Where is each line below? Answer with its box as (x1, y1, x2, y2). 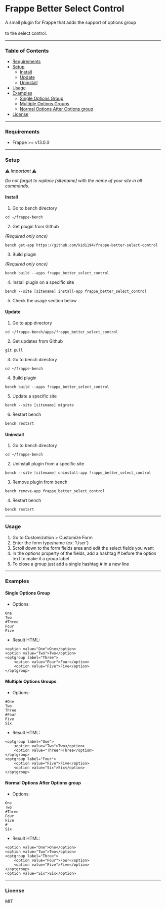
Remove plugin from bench (12, 479, 68, 485)
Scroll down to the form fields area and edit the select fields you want (12, 545, 154, 551)
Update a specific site (12, 393, 57, 399)
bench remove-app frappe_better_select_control (5, 489, 105, 494)
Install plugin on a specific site (12, 279, 74, 285)
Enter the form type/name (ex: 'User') (12, 539, 89, 546)
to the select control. (5, 30, 47, 36)
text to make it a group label (12, 555, 69, 561)
